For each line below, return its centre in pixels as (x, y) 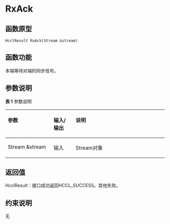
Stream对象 (89, 147)
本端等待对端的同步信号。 (32, 70)
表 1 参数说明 (18, 101)
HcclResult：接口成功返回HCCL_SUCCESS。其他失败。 (63, 185)
